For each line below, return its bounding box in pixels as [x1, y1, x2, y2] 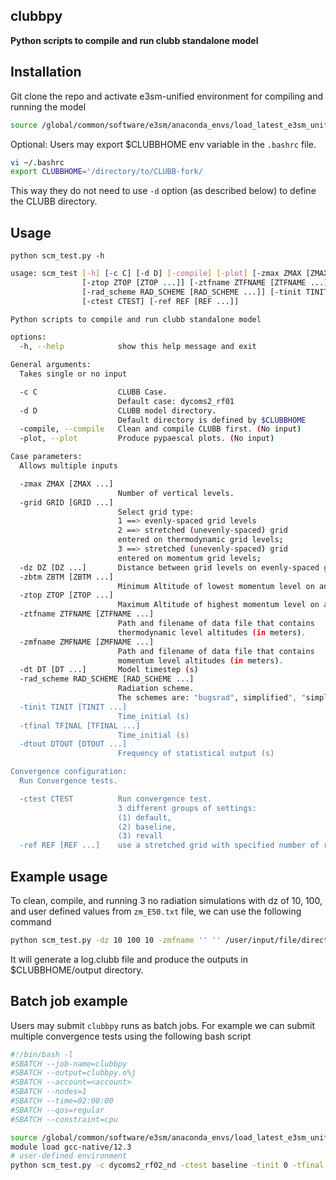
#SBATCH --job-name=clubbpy [10, 1059, 128, 1069]
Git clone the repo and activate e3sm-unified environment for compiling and [10, 90, 324, 102]
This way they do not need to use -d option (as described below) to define [10, 185, 317, 197]
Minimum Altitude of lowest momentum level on [117, 581, 315, 591]
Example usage [10, 868, 108, 885]
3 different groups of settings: [117, 803, 257, 813]
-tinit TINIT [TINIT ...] [19, 702, 128, 712]
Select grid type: [117, 507, 195, 517]
